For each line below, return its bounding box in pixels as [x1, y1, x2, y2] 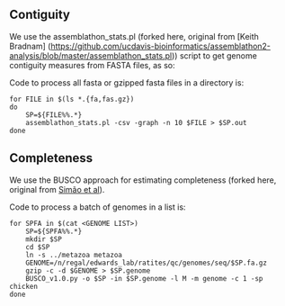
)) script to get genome [172, 49, 258, 61]
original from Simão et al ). [9, 184, 105, 194]
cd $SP [25, 242, 50, 251]
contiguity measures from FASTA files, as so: [9, 59, 175, 70]
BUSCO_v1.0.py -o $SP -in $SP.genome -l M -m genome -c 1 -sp [25, 274, 263, 283]
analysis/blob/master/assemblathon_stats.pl [9, 49, 173, 61]
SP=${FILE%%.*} [25, 110, 83, 120]
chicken [9, 282, 39, 291]
